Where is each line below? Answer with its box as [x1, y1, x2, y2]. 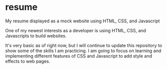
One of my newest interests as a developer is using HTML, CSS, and [5, 27, 146, 33]
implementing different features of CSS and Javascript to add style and [5, 53, 152, 59]
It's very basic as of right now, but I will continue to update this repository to [5, 42, 162, 48]
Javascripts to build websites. [5, 33, 67, 39]
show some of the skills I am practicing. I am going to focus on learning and [5, 48, 161, 54]
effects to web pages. [5, 58, 50, 64]
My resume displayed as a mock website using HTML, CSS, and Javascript [5, 18, 160, 24]
